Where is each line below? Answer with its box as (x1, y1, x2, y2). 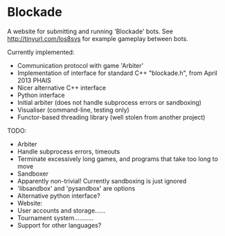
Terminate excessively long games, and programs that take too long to (17, 154, 218, 163)
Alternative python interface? (17, 192, 100, 200)
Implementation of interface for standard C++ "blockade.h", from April (17, 69, 218, 77)
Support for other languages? (17, 221, 102, 229)
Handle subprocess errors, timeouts (17, 147, 120, 155)
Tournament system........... (17, 213, 94, 222)
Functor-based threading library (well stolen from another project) (17, 112, 206, 121)
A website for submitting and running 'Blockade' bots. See (7, 27, 173, 35)
